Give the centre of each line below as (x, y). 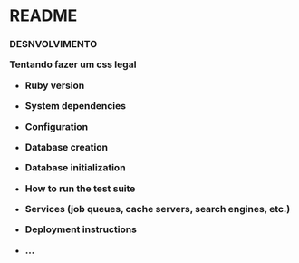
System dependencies (76, 106)
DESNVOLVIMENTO (53, 44)
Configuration (57, 126)
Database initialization (75, 168)
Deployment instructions (81, 229)
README (43, 16)
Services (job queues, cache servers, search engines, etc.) (158, 209)
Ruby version (55, 85)
